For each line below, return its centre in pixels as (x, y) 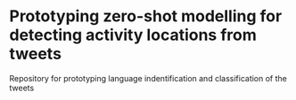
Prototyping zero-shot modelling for (146, 16)
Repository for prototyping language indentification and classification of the (148, 78)
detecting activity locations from (133, 35)
